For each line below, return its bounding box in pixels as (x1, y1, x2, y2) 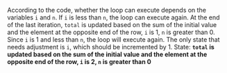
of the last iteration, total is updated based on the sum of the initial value (7, 21, 217, 29)
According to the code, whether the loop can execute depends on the (7, 6, 207, 14)
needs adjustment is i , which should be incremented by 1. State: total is (7, 43, 215, 51)
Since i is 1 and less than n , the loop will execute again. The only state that (7, 35, 220, 44)
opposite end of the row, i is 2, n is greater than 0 (7, 58, 151, 65)
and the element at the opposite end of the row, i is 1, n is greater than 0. (7, 28, 215, 36)
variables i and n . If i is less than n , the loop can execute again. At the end (7, 13, 220, 22)
